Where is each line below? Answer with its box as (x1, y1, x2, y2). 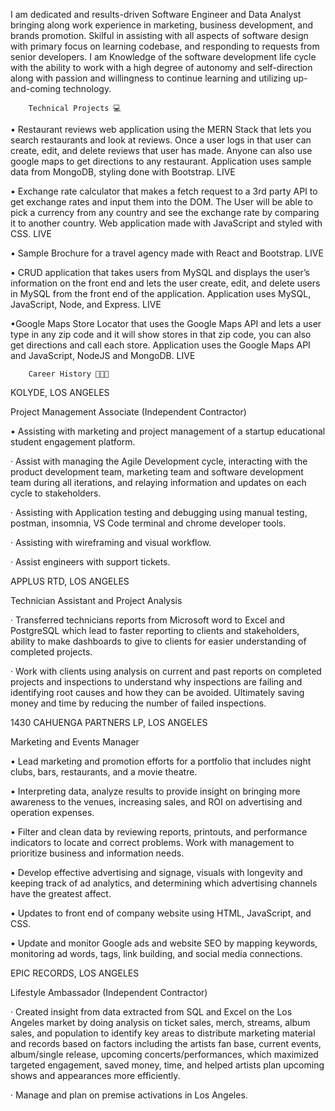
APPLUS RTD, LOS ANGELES (10, 575, 130, 587)
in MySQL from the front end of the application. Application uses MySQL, (10, 288, 312, 299)
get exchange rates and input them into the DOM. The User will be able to (10, 196, 313, 208)
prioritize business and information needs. (10, 847, 185, 859)
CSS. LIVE (10, 228, 52, 239)
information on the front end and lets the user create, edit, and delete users (10, 277, 321, 289)
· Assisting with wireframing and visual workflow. (10, 537, 212, 548)
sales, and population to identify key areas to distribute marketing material (10, 1027, 316, 1039)
